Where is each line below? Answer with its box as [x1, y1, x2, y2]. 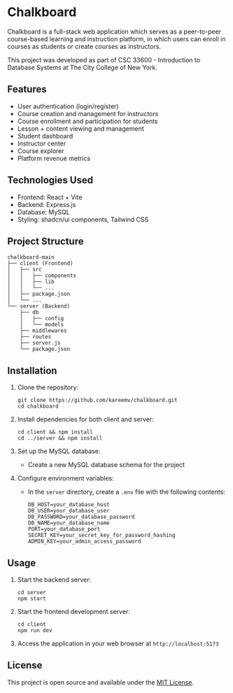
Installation [7, 364, 57, 376]
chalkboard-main [7, 254, 55, 261]
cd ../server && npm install [17, 435, 103, 442]
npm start [17, 595, 47, 602]
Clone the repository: [17, 383, 79, 392]
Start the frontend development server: [17, 608, 131, 615]
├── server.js [20, 340, 61, 347]
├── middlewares [20, 327, 68, 334]
